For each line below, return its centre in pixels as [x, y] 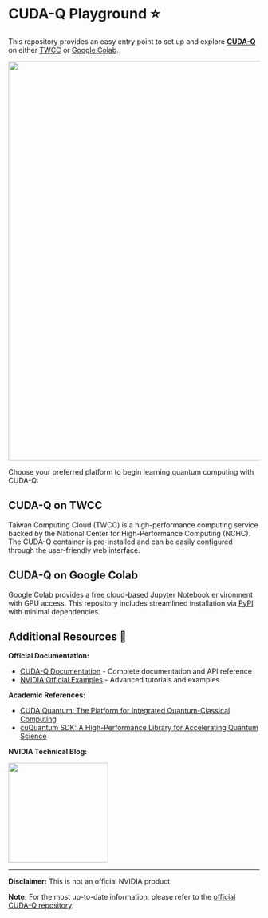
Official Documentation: [49, 656]
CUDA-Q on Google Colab [73, 576]
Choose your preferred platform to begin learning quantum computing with [131, 471]
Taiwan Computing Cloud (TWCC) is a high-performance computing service [134, 525]
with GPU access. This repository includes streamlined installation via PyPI [131, 603]
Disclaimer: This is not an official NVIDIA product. [91, 881]
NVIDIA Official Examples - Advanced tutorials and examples [120, 680]
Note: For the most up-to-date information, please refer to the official [122, 897]
